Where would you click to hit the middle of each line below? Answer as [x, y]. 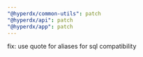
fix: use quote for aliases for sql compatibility [72, 47]
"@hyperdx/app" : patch [40, 26]
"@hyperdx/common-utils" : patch [54, 14]
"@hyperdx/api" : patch [40, 20]
